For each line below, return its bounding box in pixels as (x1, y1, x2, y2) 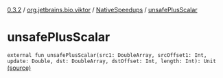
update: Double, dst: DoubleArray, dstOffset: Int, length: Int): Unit (7, 58, 216, 64)
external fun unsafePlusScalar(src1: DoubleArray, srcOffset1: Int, (7, 52, 207, 58)
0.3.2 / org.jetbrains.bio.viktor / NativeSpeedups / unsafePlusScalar (7, 6, 198, 14)
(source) (7, 64, 32, 72)
